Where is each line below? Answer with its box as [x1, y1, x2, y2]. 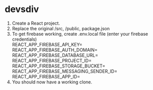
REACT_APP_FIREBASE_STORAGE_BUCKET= [12, 63, 106, 69]
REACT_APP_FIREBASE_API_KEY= [12, 41, 83, 47]
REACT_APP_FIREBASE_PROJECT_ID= [12, 57, 92, 63]
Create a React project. [12, 20, 60, 26]
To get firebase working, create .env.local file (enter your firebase [12, 31, 148, 37]
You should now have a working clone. [12, 79, 93, 85]
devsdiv [5, 4, 39, 15]
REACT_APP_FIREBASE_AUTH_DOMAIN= [12, 47, 98, 53]
